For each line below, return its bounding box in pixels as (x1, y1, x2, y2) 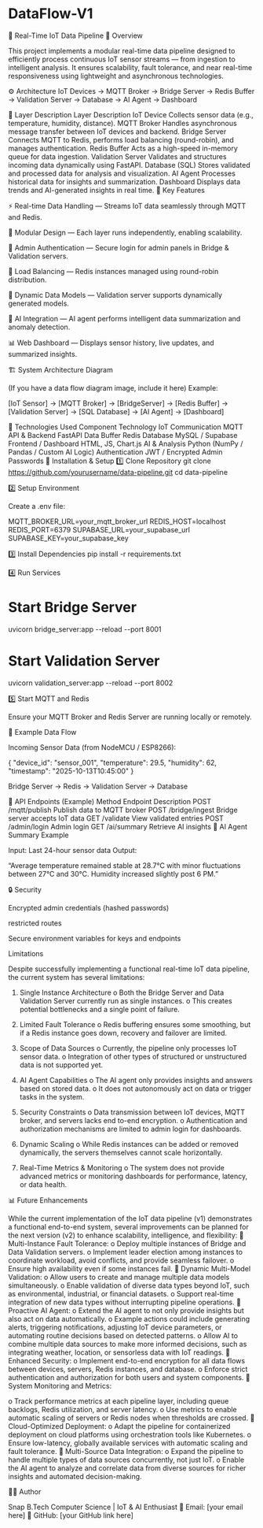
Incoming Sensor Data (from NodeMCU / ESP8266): (8, 742, 177, 752)
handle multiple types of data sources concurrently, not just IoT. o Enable (8, 1455, 245, 1464)
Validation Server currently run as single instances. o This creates (19, 996, 233, 1005)
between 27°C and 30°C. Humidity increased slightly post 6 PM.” (8, 869, 218, 878)
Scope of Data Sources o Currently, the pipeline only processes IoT (19, 1043, 238, 1052)
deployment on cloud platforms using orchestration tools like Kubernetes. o (8, 1430, 252, 1439)
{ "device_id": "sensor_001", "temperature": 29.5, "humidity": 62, (8, 758, 217, 767)
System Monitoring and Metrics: (8, 1381, 112, 1390)
